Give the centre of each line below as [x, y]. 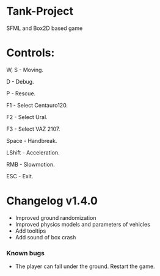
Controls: [31, 53]
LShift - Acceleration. [33, 152]
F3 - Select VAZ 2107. [33, 129]
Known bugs [25, 253]
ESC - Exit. [20, 176]
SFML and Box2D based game [45, 28]
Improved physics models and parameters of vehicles [83, 224]
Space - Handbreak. [32, 140]
